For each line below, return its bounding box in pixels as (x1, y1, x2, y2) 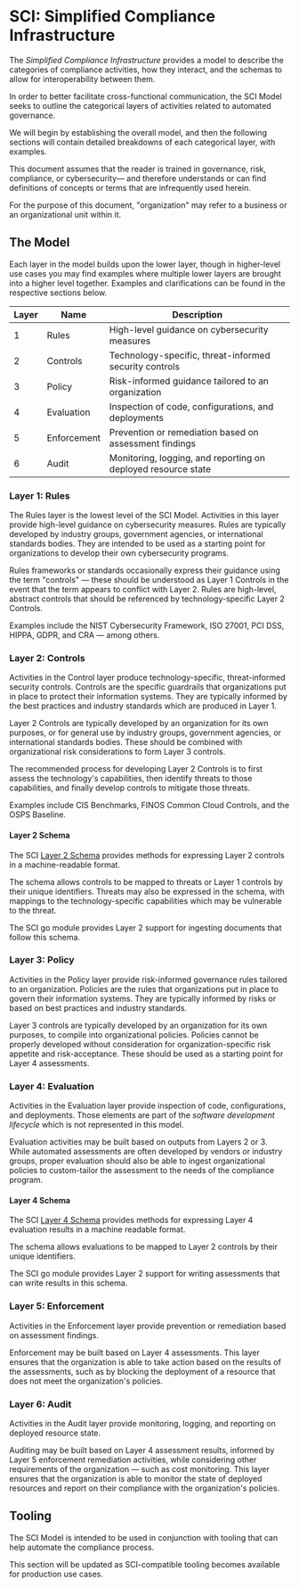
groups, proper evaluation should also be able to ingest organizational (9, 1155, 265, 1166)
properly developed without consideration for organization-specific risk (9, 1038, 271, 1049)
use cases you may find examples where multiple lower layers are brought (9, 268, 282, 278)
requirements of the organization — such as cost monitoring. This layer (9, 1463, 270, 1474)
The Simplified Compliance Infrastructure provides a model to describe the (9, 54, 285, 65)
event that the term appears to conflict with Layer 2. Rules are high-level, (9, 584, 277, 595)
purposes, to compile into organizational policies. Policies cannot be (9, 1029, 260, 1040)
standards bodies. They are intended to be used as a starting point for (9, 538, 266, 550)
